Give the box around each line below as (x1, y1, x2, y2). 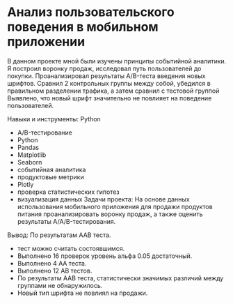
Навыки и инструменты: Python (7, 114, 101, 123)
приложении (7, 34, 86, 50)
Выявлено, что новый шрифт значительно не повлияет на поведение (7, 93, 212, 102)
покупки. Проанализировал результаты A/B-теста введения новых (7, 71, 207, 80)
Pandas (17, 143, 40, 151)
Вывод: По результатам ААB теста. (7, 231, 111, 239)
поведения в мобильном (7, 19, 159, 35)
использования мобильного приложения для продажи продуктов (17, 202, 214, 211)
